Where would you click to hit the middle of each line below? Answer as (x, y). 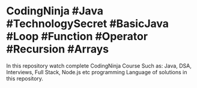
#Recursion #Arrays (58, 49)
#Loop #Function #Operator (77, 37)
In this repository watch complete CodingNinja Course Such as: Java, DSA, (99, 66)
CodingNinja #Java (55, 11)
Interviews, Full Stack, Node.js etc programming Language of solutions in (97, 72)
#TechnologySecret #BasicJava (88, 24)
